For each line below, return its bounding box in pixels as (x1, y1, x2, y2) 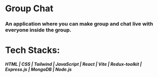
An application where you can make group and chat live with (5, 21, 154, 27)
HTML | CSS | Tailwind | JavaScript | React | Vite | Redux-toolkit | (5, 61, 142, 67)
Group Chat (5, 3, 53, 14)
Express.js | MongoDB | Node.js (5, 66, 72, 72)
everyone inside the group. (5, 26, 72, 33)
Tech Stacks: (5, 45, 60, 56)
